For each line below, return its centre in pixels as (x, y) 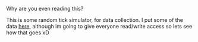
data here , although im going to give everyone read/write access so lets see (99, 26)
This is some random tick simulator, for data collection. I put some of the (95, 20)
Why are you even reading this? (45, 9)
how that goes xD (28, 33)
